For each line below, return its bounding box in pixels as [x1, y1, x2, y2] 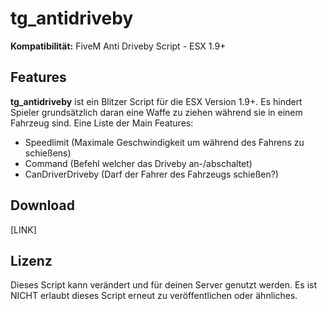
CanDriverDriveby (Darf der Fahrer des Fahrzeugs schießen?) [24, 168, 279, 180]
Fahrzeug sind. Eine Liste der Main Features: [10, 117, 194, 129]
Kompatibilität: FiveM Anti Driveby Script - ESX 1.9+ [10, 40, 227, 52]
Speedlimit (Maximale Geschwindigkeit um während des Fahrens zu [24, 136, 305, 148]
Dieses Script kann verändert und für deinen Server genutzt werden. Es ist [10, 279, 318, 291]
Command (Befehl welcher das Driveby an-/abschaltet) [24, 157, 253, 169]
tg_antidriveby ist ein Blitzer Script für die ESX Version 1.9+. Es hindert [10, 95, 303, 107]
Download [10, 197, 75, 214]
